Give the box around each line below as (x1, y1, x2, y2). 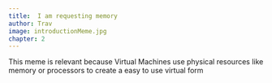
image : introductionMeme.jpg (8, 27, 107, 35)
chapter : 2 (8, 34, 45, 43)
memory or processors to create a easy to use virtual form (8, 66, 204, 76)
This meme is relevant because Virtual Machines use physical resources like (8, 57, 264, 67)
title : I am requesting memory (8, 11, 118, 20)
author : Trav (8, 20, 53, 28)
